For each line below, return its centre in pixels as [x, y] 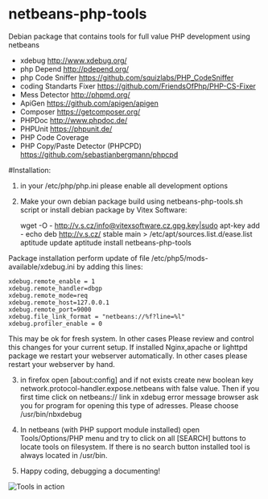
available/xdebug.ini [41, 266]
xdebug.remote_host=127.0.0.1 [59, 303]
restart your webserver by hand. [62, 364]
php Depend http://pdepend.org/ [74, 68]
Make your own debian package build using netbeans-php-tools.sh [132, 201]
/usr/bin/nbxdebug [51, 414]
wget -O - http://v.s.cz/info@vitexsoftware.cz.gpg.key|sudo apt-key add [140, 225]
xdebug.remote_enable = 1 [52, 281]
